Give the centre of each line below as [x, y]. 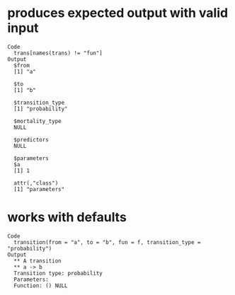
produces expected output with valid [118, 13]
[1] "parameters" [39, 189]
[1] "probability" [41, 109]
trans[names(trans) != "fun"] [58, 53]
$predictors [31, 139]
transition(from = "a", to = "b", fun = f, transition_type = [107, 242]
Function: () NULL [41, 285]
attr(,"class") [36, 183]
